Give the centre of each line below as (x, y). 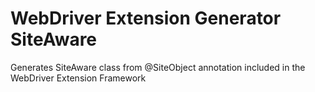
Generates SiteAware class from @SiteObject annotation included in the (158, 67)
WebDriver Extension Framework (78, 78)
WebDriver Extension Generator (146, 18)
